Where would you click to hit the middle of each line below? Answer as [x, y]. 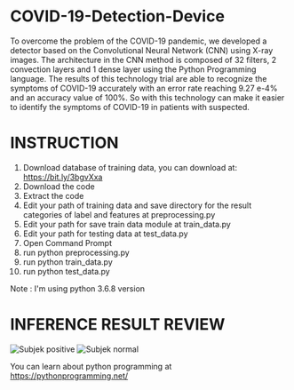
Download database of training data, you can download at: [130, 167]
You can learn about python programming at [91, 366]
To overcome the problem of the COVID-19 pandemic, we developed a [139, 41]
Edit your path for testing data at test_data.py [106, 234]
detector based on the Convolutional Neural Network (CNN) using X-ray [142, 50]
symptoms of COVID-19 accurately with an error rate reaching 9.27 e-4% [144, 88]
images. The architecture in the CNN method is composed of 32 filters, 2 [143, 60]
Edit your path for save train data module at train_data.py [127, 224]
